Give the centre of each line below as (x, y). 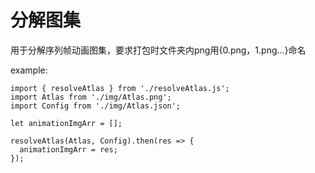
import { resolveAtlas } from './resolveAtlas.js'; (120, 88)
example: (29, 70)
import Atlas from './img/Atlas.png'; (91, 97)
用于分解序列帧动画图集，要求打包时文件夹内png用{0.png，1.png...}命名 (158, 50)
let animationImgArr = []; (66, 123)
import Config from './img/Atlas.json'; (96, 106)
